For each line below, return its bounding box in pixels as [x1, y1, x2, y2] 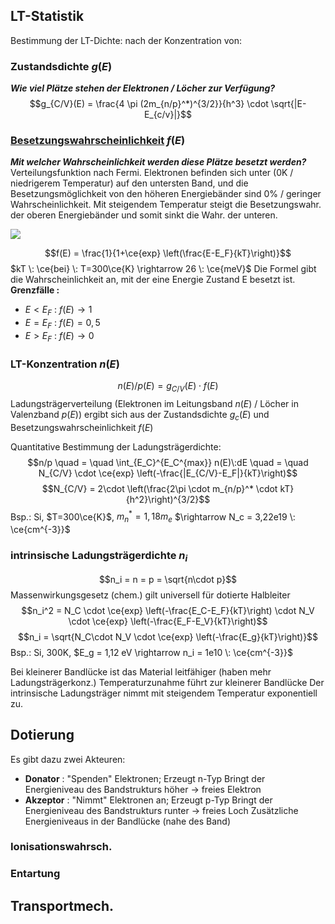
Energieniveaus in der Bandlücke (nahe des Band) [24, 815, 232, 827]
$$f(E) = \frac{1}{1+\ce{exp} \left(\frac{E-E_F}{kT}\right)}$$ [44, 247, 292, 259]
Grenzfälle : [10, 284, 60, 296]
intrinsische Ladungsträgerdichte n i [10, 549, 188, 564]
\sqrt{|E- [270, 98, 307, 110]
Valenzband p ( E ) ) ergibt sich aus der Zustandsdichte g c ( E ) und [10, 408, 270, 423]
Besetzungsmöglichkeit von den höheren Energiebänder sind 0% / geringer [10, 188, 322, 200]
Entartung [10, 867, 61, 881]
